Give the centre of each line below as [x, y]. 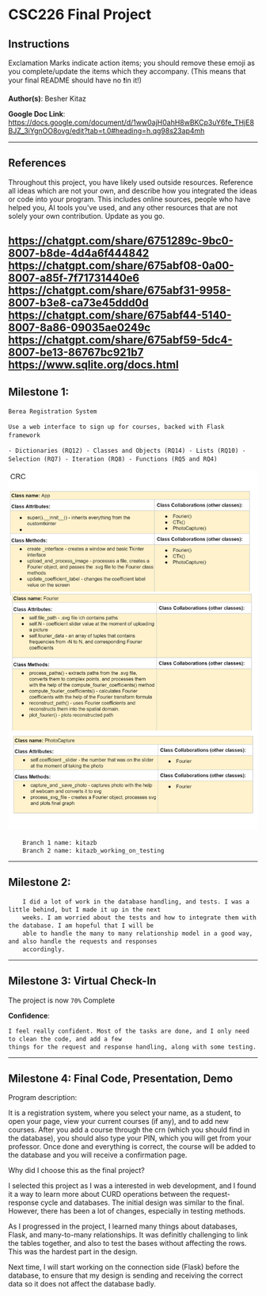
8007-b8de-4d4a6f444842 [79, 253]
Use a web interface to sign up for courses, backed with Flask [116, 427]
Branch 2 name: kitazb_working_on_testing [93, 850]
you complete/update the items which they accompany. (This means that [127, 71]
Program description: [43, 1098]
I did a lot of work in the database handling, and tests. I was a [136, 902]
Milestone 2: [40, 882]
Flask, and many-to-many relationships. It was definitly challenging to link [128, 1235]
